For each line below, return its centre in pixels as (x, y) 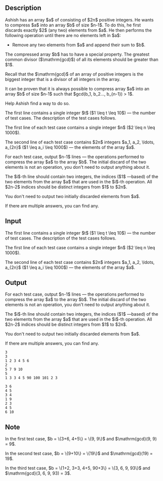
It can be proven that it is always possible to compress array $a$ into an (77, 89)
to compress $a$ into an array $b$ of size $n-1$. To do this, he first (73, 25)
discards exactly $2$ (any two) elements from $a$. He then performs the (79, 30)
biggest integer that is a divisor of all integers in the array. (63, 79)
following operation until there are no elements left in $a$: (63, 35)
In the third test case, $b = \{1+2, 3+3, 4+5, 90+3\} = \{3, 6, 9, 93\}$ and (78, 468)
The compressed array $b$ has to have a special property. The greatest (77, 54)
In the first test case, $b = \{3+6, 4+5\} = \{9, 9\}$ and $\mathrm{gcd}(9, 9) (81, 439)
